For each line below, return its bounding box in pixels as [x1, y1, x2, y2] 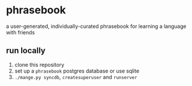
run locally [6, 46, 46, 56]
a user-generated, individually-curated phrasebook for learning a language [6, 23, 187, 30]
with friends [6, 28, 35, 35]
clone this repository [14, 61, 64, 68]
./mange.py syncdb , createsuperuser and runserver [14, 73, 138, 80]
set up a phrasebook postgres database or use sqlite [14, 67, 139, 74]
